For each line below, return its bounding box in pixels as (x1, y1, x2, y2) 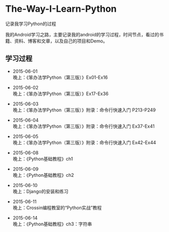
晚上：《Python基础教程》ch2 (12, 172, 74, 178)
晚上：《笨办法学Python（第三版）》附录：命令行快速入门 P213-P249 (12, 107, 156, 113)
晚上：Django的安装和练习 (12, 188, 69, 194)
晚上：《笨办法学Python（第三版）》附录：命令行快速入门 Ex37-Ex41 (12, 123, 155, 129)
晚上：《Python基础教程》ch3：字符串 (12, 221, 92, 227)
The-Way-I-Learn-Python (5, 3, 117, 15)
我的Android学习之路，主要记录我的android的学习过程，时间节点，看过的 (5, 31, 159, 37)
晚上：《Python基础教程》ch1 (12, 155, 73, 161)
